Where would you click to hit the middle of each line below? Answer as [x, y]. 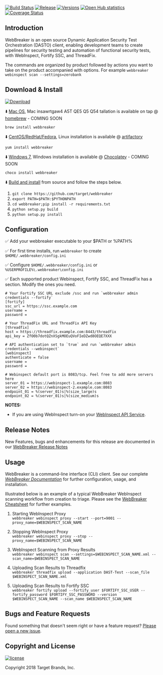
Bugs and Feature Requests [48, 614]
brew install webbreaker [30, 127]
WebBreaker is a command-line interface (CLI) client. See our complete [77, 474]
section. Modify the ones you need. [41, 285]
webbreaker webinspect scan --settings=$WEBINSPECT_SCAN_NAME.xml [81, 554]
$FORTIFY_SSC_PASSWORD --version [83, 595]
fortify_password [30, 595]
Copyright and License [40, 646]
